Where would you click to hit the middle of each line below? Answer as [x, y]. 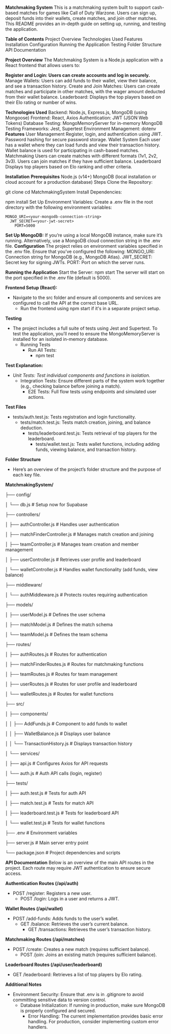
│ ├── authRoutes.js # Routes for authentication [56, 654]
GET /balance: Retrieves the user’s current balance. [75, 924]
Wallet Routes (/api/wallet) [34, 909]
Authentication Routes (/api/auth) [42, 883]
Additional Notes [23, 984]
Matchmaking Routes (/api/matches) [45, 939]
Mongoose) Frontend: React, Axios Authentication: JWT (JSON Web [77, 118]
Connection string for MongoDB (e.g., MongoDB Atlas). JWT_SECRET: [79, 257]
